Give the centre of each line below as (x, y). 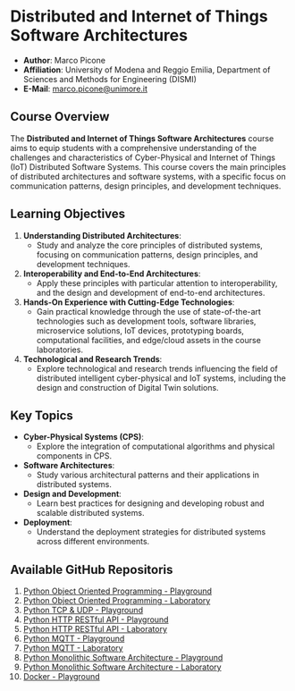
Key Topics (42, 415)
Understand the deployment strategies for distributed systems (151, 532)
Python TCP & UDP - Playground (83, 611)
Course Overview (60, 117)
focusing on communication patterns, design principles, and (147, 254)
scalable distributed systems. (90, 513)
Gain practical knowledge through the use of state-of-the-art (149, 311)
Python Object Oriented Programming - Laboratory (117, 601)
